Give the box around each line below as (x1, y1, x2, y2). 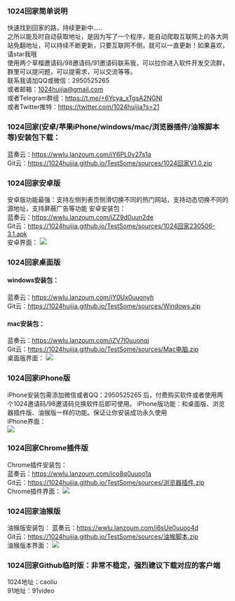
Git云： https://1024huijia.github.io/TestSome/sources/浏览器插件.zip (7, 478, 205, 486)
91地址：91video (7, 586, 55, 595)
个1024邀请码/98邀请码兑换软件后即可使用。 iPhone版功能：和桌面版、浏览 (7, 399, 225, 407)
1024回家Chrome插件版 (7, 443, 89, 453)
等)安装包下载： (7, 132, 61, 142)
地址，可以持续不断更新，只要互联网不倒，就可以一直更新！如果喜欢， (25, 41, 229, 50)
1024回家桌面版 (7, 257, 61, 267)
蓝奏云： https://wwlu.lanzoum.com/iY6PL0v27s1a (7, 150, 152, 158)
